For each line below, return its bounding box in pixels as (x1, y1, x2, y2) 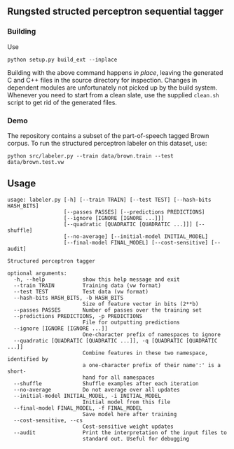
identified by (7, 355, 49, 363)
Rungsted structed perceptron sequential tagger (7, 6, 224, 18)
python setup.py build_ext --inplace (7, 56, 118, 63)
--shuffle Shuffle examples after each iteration (13, 380, 199, 387)
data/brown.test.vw (7, 158, 64, 165)
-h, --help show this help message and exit (13, 276, 180, 283)
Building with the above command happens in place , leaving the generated (7, 68, 223, 76)
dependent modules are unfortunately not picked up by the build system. (7, 83, 218, 92)
